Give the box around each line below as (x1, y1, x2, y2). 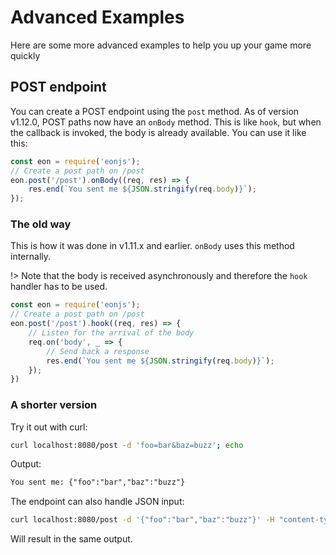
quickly (10, 49, 41, 61)
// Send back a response (46, 346, 150, 356)
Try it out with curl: (10, 421, 88, 433)
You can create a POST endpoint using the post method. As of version (10, 105, 300, 117)
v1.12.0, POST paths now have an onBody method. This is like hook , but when (10, 116, 322, 128)
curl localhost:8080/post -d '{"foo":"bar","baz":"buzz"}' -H (10, 515, 275, 525)
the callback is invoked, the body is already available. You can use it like (10, 126, 307, 138)
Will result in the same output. (10, 533, 133, 545)
